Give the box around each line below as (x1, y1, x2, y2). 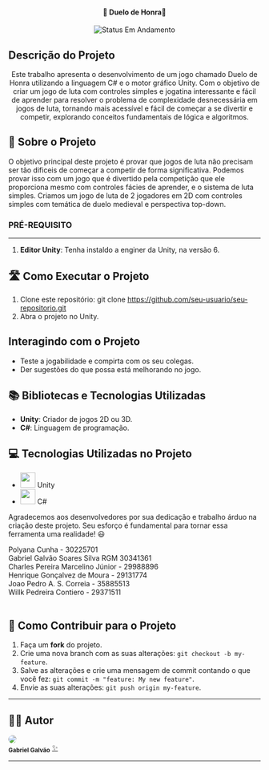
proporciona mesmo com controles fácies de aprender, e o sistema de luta (8, 182, 254, 192)
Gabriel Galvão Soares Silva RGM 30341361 (8, 553, 152, 563)
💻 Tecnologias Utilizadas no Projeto (8, 447, 192, 460)
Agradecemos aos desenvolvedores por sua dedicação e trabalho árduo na (8, 513, 258, 522)
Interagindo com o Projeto (8, 334, 140, 349)
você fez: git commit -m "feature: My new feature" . (19, 675, 195, 684)
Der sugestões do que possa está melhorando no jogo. (19, 364, 202, 374)
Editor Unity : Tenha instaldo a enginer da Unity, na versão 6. (19, 245, 220, 255)
